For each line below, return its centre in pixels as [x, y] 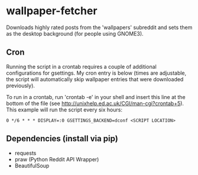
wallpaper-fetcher [52, 11]
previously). [21, 85]
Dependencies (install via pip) [62, 139]
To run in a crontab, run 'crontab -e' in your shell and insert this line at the [96, 97]
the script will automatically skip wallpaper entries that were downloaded [95, 79]
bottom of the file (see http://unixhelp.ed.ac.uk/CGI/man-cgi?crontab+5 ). [95, 103]
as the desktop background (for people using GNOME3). [75, 33]
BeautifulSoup [32, 166]
